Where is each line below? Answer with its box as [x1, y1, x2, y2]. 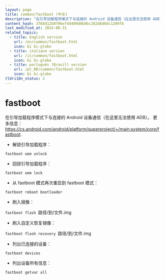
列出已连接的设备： [12, 240, 52, 247]
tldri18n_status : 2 [5, 76, 45, 81]
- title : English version [9, 35, 63, 40]
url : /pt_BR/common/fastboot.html [14, 67, 84, 72]
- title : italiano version [9, 48, 65, 53]
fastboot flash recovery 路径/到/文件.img [5, 230, 92, 236]
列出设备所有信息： [12, 260, 52, 266]
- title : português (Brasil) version [9, 62, 87, 67]
